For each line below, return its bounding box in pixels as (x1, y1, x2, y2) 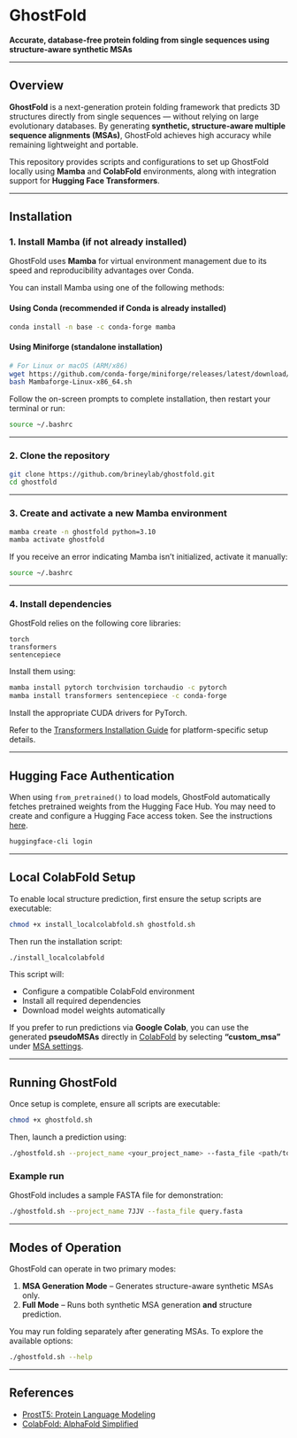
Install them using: (9, 666, 76, 677)
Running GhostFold (9, 1075, 118, 1090)
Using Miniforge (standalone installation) (9, 342, 164, 353)
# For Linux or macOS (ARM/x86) (9, 361, 128, 370)
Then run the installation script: (9, 936, 123, 946)
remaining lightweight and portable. (9, 139, 139, 150)
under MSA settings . (9, 1041, 84, 1052)
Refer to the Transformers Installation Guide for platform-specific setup (9, 725, 269, 735)
